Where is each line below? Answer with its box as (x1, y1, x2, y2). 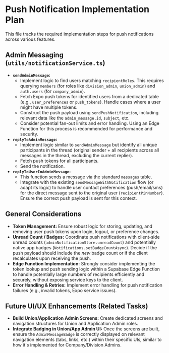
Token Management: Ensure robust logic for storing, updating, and (12, 223, 152, 229)
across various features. (5, 36, 55, 42)
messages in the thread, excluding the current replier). (20, 152, 134, 158)
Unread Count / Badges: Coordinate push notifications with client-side (12, 234, 160, 240)
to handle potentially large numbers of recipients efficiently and (12, 271, 145, 277)
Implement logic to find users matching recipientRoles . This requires (20, 77, 164, 84)
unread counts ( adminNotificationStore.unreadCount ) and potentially (12, 239, 156, 245)
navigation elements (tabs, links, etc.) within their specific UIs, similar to (12, 336, 162, 343)
